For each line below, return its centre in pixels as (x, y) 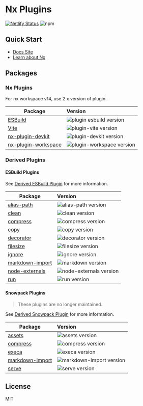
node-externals (27, 271)
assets (16, 335)
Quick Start (24, 39)
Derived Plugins (25, 160)
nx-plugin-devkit (29, 137)
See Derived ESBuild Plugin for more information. (57, 183)
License (18, 386)
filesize (17, 246)
